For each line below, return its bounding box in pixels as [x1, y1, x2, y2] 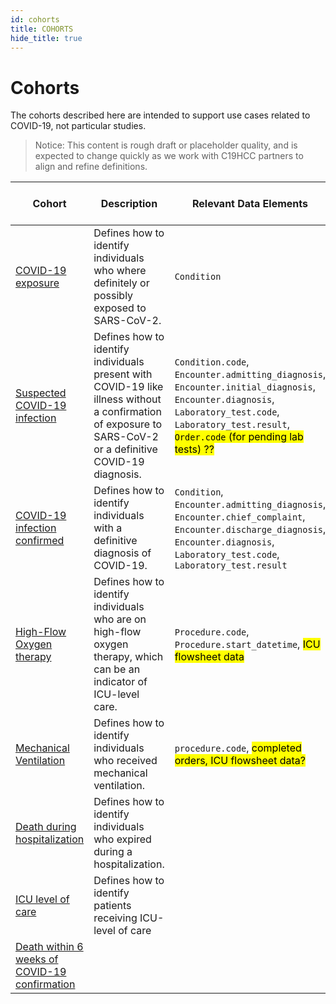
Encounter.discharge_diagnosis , [174, 522, 327, 536]
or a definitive [93, 442, 158, 456]
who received [93, 754, 158, 768]
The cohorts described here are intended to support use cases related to [10, 109, 311, 121]
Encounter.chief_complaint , [174, 510, 306, 524]
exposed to [93, 301, 147, 315]
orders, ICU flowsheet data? [174, 754, 306, 768]
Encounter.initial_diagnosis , [174, 380, 316, 394]
